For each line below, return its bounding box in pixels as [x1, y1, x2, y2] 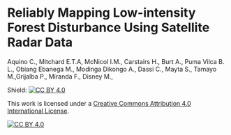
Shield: [7, 86, 27, 94]
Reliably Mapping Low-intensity [7, 5, 196, 21]
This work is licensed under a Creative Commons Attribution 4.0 [7, 99, 192, 107]
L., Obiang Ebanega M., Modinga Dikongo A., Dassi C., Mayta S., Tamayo [7, 65, 217, 73]
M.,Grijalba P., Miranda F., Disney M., [7, 72, 114, 81]
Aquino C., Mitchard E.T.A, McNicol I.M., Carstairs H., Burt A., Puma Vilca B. [7, 57, 225, 65]
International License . [7, 106, 70, 115]
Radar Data [7, 35, 73, 50]
